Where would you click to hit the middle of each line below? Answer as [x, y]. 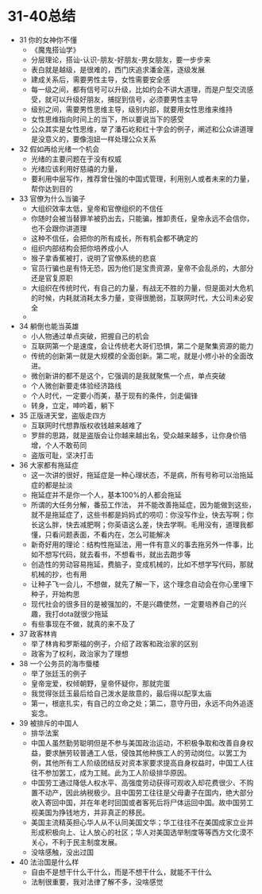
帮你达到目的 [52, 188]
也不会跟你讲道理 [59, 228]
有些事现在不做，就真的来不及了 [83, 623]
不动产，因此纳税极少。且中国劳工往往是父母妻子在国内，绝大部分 [146, 792]
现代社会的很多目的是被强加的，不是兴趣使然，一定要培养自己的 [135, 603]
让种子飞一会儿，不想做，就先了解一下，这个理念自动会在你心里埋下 [142, 584]
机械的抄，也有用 [59, 574]
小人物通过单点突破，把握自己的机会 [90, 336]
